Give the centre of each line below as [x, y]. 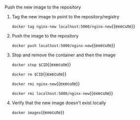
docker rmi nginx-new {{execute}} [46, 84]
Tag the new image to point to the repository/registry [66, 17]
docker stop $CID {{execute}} [41, 64]
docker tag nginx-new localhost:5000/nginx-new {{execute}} [73, 26]
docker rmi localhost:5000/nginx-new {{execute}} [62, 93]
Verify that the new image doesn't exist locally [59, 103]
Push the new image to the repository [43, 7]
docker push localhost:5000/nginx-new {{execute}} [64, 45]
